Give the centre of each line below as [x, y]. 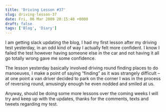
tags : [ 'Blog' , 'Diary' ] [31, 28]
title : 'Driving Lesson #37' [35, 10]
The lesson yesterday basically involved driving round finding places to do [82, 68]
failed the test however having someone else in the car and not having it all [82, 53]
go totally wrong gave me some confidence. [50, 58]
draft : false [19, 24]
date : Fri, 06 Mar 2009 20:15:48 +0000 [47, 19]
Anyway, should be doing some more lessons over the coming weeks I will [82, 94]
